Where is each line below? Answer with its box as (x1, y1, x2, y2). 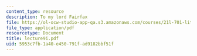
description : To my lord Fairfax (6, 14, 88, 20)
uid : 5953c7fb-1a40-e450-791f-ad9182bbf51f (6, 41, 114, 47)
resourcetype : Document (6, 30, 64, 36)
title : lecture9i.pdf (6, 36, 59, 41)
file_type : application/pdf (6, 24, 75, 31)
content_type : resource (6, 8, 64, 15)
